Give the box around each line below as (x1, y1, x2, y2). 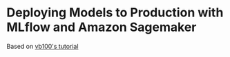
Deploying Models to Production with (6, 5, 224, 21)
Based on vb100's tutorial (6, 42, 79, 50)
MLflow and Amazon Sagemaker (6, 19, 197, 35)
